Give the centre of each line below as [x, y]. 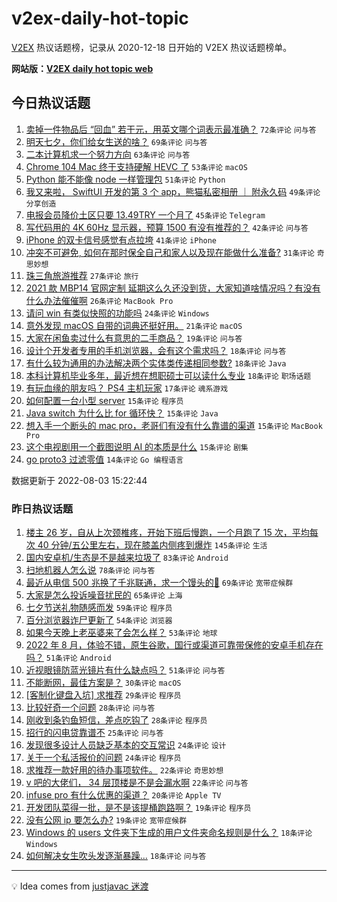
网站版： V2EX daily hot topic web [82, 68]
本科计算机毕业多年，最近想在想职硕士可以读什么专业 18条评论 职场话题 [168, 375]
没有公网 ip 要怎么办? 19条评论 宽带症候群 [106, 820]
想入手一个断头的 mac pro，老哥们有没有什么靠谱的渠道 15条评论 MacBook [174, 425]
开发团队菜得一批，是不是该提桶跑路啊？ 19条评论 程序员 [138, 808]
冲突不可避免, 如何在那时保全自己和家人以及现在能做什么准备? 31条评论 [170, 252]
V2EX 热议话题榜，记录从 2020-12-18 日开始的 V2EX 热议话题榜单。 [152, 47]
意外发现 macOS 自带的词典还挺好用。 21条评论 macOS [134, 325]
